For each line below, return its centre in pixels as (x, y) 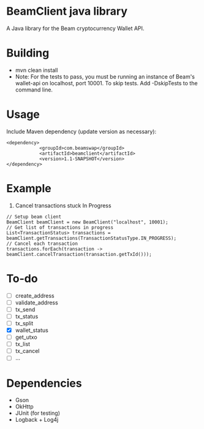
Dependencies (44, 383)
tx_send (25, 309)
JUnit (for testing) (37, 413)
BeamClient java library (67, 11)
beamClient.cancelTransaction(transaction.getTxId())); (79, 254)
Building (28, 53)
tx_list (23, 344)
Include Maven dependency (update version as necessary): (81, 131)
